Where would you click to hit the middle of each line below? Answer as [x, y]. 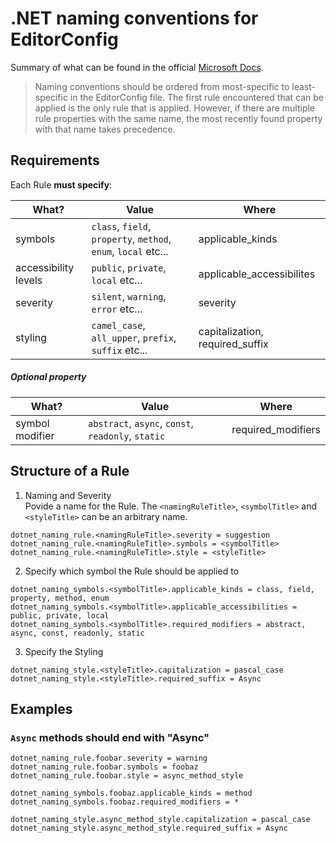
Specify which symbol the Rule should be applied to [131, 571]
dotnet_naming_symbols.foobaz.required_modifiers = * [125, 802]
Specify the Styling [64, 651]
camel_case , [118, 325]
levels [29, 280]
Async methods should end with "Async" [110, 737]
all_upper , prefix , [134, 337]
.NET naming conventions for [134, 18]
